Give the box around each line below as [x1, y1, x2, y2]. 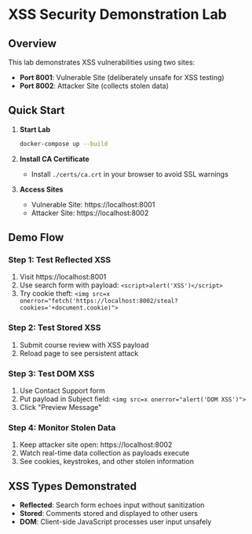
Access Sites [19, 185, 64, 194]
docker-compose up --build [19, 140, 108, 148]
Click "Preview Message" [19, 402, 102, 411]
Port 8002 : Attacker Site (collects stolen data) [19, 81, 169, 90]
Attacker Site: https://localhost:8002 [31, 208, 149, 218]
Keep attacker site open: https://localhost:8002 [19, 440, 173, 449]
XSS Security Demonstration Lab [8, 5, 228, 24]
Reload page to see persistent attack [19, 348, 139, 358]
